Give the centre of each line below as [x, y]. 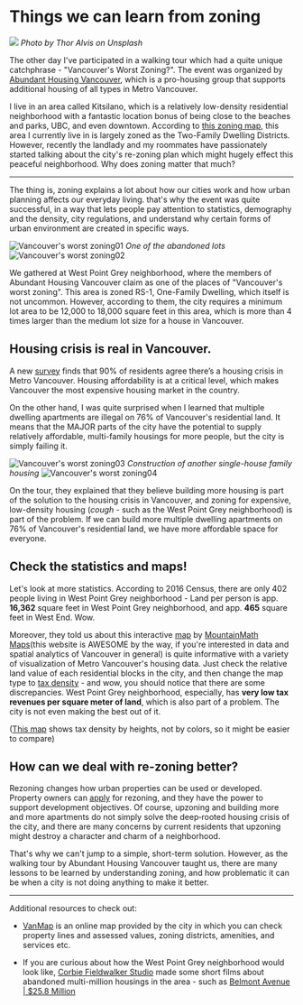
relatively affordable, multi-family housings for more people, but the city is [147, 436]
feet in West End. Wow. [52, 617]
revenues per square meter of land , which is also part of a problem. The [144, 702]
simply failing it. [38, 446]
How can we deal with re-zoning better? [124, 766]
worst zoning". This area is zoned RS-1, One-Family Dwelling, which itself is [150, 291]
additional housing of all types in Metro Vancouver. [104, 88]
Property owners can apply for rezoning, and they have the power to [137, 798]
